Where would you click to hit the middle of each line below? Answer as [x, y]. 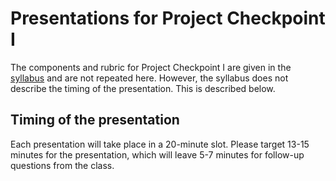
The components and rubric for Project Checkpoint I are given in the [151, 67]
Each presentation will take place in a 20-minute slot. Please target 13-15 [160, 144]
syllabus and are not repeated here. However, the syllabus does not [149, 78]
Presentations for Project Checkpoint [168, 18]
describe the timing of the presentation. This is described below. [143, 88]
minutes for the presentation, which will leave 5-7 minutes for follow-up [157, 154]
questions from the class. [62, 165]
